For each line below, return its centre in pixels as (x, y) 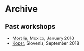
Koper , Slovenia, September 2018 (46, 43)
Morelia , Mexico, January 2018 (43, 38)
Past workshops (30, 27)
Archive (21, 9)
